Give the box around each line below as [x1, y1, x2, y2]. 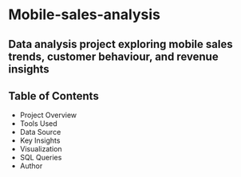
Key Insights [19, 136, 61, 145]
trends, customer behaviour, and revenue [8, 49, 219, 63]
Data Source [19, 128, 61, 137]
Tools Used [19, 119, 57, 128]
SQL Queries [19, 153, 62, 163]
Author [19, 161, 43, 171]
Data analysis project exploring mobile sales [8, 37, 233, 51]
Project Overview [19, 110, 77, 120]
